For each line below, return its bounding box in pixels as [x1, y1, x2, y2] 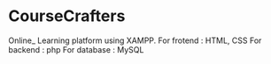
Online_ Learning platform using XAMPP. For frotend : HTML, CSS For [8, 35, 262, 46]
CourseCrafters [8, 6, 126, 26]
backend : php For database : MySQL [8, 44, 144, 54]
